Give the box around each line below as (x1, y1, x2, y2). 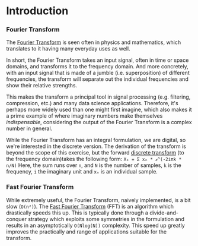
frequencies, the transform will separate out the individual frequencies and (6, 75, 189, 83)
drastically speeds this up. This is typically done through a (6, 209, 148, 216)
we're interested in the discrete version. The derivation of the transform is (6, 143, 187, 150)
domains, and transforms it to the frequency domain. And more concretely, (6, 63, 189, 70)
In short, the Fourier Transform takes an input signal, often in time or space (6, 56, 189, 64)
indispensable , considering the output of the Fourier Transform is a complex (6, 119, 192, 126)
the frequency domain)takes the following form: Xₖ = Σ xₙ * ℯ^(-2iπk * (6, 156, 182, 163)
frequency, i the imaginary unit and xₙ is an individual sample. (6, 168, 158, 175)
